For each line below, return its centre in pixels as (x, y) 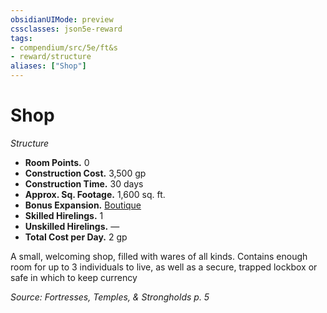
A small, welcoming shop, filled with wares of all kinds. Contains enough (159, 256)
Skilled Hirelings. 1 (64, 215)
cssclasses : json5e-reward (66, 29)
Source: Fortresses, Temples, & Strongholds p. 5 (110, 297)
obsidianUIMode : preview (62, 19)
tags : (21, 38)
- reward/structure (51, 57)
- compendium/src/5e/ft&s (64, 47)
